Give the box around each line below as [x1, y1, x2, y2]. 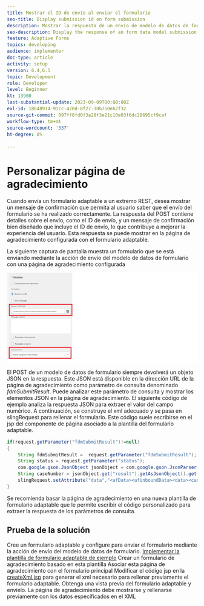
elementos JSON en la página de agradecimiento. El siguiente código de [7, 394, 187, 401]
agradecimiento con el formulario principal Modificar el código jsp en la [7, 567, 185, 574]
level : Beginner [7, 87, 48, 93]
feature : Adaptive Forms [7, 35, 70, 42]
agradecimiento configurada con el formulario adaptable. [7, 236, 150, 244]
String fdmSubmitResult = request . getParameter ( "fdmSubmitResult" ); [18, 451, 197, 458]
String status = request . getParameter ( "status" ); [18, 458, 146, 464]
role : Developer [7, 80, 48, 86]
